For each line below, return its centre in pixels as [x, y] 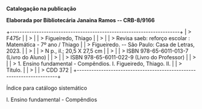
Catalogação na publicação [41, 9]
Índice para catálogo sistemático [47, 88]
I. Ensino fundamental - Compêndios [52, 99]
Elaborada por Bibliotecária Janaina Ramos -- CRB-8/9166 [80, 20]
